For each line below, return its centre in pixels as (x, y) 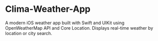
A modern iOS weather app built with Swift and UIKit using (65, 23)
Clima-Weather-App (48, 9)
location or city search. (29, 33)
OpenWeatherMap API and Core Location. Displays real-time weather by (79, 28)
